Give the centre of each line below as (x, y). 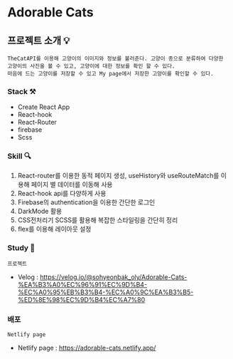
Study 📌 (21, 248)
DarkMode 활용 (40, 211)
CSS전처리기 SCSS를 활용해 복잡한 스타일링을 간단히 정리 (98, 220)
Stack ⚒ (22, 91)
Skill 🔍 (20, 156)
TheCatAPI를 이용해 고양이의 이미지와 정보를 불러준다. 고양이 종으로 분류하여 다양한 (115, 58)
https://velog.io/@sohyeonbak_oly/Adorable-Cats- (114, 277)
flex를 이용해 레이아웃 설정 (54, 229)
